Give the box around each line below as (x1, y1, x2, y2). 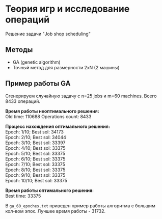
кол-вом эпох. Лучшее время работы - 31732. (5, 208, 106, 214)
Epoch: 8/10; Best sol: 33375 (5, 167, 66, 173)
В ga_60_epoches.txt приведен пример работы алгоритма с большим (5, 202, 155, 209)
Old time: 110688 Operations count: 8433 (5, 113, 92, 120)
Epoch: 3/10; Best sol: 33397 (5, 140, 66, 146)
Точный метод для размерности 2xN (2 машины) (12, 64, 120, 70)
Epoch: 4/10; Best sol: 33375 (5, 145, 66, 151)
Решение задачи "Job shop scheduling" (5, 31, 91, 37)
